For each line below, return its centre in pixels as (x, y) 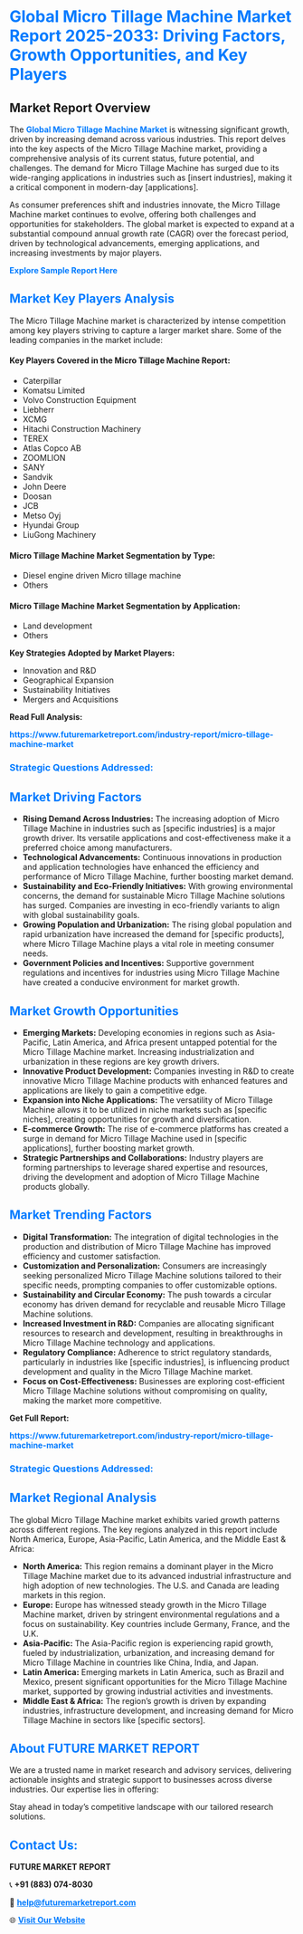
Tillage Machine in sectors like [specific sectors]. (114, 1720)
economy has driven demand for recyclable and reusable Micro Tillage (154, 1304)
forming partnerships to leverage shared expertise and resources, (145, 1167)
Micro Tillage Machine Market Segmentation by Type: (112, 555)
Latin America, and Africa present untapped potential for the (165, 1042)
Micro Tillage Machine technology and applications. (118, 1343)
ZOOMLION (44, 458)
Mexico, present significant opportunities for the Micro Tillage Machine (155, 1681)
